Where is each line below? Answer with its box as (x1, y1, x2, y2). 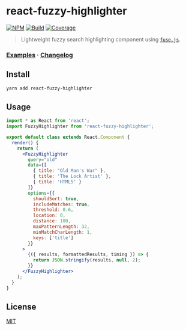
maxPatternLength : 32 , (32, 224, 90, 230)
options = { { (28, 190, 55, 196)
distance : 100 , (32, 218, 71, 224)
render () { (11, 139, 39, 145)
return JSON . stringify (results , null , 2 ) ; (32, 257, 141, 263)
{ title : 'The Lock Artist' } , (32, 173, 112, 180)
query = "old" (28, 156, 58, 163)
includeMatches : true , (32, 201, 90, 207)
